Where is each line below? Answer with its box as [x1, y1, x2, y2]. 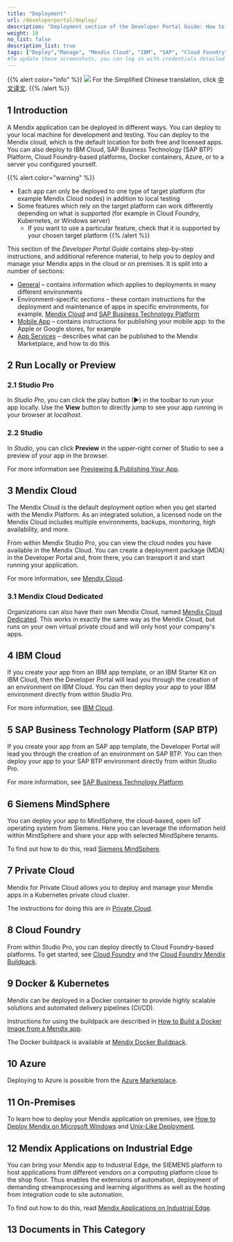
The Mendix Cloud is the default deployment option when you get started [7, 503, 217, 511]
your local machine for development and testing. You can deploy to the [7, 130, 210, 139]
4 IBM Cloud [7, 650, 61, 662]
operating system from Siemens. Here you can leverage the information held [7, 824, 226, 832]
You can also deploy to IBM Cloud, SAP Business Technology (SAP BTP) [7, 145, 214, 154]
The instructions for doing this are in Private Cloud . [7, 904, 153, 912]
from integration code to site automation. [7, 1190, 124, 1198]
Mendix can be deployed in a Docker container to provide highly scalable [7, 996, 216, 1004]
